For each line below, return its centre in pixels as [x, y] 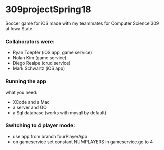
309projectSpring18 [48, 9]
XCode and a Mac [31, 102]
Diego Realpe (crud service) [42, 63]
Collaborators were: [30, 41]
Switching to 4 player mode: [40, 125]
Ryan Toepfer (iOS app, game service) [52, 52]
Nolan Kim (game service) [39, 58]
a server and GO [29, 107]
